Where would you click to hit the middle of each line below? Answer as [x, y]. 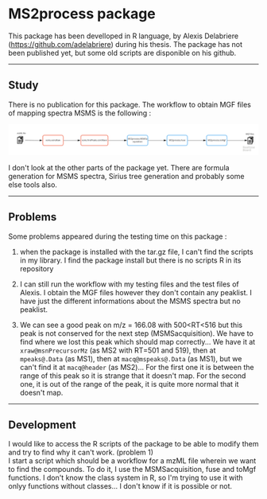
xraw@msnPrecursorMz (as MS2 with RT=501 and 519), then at [118, 350]
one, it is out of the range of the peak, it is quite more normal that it [129, 384]
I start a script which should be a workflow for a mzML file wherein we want [132, 461]
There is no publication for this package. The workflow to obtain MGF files [130, 104]
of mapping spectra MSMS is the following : [80, 113]
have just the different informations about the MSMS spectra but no [130, 301]
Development [43, 425]
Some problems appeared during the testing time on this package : [118, 236]
